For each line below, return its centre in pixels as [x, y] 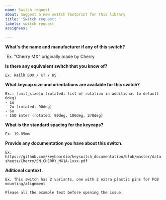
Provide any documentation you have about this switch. [64, 143]
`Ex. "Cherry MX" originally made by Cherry [50, 57]
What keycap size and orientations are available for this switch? [73, 85]
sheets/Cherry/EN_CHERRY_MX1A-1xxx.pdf [46, 161]
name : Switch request [28, 10]
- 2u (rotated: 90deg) [29, 107]
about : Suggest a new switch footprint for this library [65, 14]
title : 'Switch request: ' [33, 19]
